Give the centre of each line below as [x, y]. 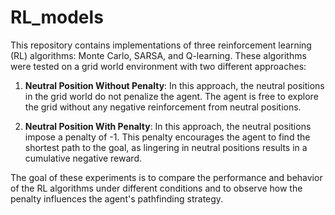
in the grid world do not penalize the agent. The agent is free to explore [171, 96]
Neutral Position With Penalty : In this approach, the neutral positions [168, 126]
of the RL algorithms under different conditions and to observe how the [156, 188]
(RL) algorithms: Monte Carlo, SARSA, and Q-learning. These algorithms [158, 55]
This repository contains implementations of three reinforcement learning [161, 45]
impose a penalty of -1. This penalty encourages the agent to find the [167, 137]
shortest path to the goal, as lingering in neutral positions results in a [166, 147]
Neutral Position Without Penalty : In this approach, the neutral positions [174, 85]
